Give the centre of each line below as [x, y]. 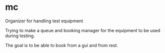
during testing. [20, 36]
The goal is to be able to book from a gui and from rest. [62, 45]
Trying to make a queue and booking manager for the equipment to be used [83, 30]
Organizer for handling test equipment [44, 21]
